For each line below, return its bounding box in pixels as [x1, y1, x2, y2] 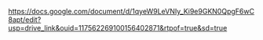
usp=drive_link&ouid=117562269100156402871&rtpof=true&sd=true [8, 24, 228, 32]
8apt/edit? [8, 15, 42, 24]
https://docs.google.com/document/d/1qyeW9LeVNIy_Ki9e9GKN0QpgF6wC [8, 7, 255, 16]
